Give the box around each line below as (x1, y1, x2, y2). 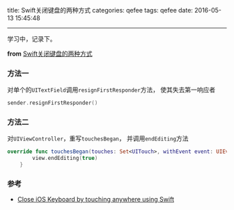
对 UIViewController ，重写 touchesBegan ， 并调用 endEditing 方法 (7, 134, 189, 143)
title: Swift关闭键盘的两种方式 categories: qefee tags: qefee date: (7, 6, 194, 14)
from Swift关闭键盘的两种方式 (7, 49, 93, 58)
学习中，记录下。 (7, 35, 56, 43)
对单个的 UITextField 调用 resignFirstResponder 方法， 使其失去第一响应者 (7, 86, 216, 94)
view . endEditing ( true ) (32, 155, 98, 162)
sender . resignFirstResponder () (7, 99, 98, 106)
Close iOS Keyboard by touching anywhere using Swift (17, 195, 174, 204)
